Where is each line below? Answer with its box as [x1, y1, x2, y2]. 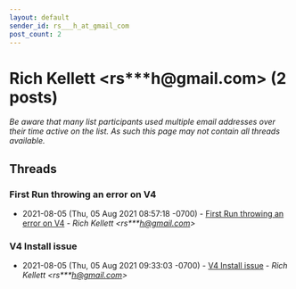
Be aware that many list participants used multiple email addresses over [9, 117, 276, 128]
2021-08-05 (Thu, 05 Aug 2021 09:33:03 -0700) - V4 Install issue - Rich [21, 260, 288, 271]
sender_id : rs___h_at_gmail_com [9, 21, 129, 30]
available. [9, 136, 46, 146]
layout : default [9, 12, 70, 22]
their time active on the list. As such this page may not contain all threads [9, 126, 281, 136]
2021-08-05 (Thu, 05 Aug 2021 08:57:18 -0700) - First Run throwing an [21, 209, 284, 219]
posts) [9, 87, 58, 107]
